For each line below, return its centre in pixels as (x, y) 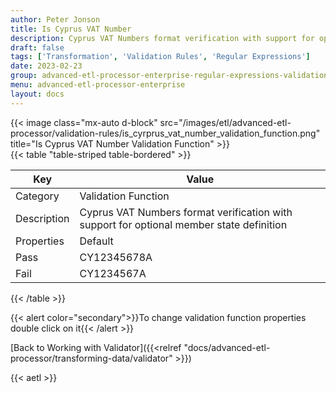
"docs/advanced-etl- (227, 347)
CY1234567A (113, 273)
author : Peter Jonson (55, 19)
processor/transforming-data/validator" (91, 358)
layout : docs (37, 94)
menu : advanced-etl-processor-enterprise (98, 85)
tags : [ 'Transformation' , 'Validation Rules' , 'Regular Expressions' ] (160, 57)
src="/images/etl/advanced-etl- (225, 122)
